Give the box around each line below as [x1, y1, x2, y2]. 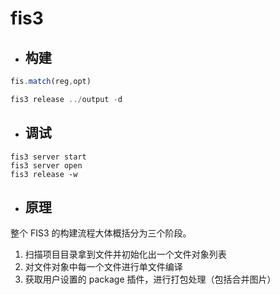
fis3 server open [10, 160, 83, 171]
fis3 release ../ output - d [10, 94, 123, 104]
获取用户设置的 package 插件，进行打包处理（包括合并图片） [24, 273, 277, 286]
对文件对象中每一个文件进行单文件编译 [24, 261, 183, 273]
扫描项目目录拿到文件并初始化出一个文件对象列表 [24, 248, 227, 261]
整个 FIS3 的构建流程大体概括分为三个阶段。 [10, 227, 192, 239]
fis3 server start [10, 152, 87, 162]
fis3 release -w [10, 169, 78, 179]
